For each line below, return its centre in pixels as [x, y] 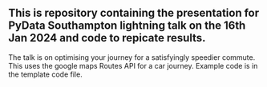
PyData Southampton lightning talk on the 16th [127, 26]
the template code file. [45, 74]
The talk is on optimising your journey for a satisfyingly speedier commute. [132, 57]
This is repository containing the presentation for [134, 13]
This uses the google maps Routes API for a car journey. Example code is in [133, 65]
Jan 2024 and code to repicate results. [107, 38]
